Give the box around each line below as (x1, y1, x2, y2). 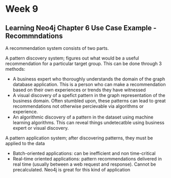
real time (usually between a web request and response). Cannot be (12, 161, 156, 167)
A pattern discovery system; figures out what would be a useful (5, 55, 139, 61)
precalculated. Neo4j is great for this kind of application (12, 167, 131, 172)
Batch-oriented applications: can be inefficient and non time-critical (12, 150, 156, 156)
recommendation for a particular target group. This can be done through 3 (5, 61, 162, 67)
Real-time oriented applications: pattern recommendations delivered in (12, 156, 162, 162)
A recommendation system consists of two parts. (5, 45, 109, 51)
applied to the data (5, 141, 45, 146)
